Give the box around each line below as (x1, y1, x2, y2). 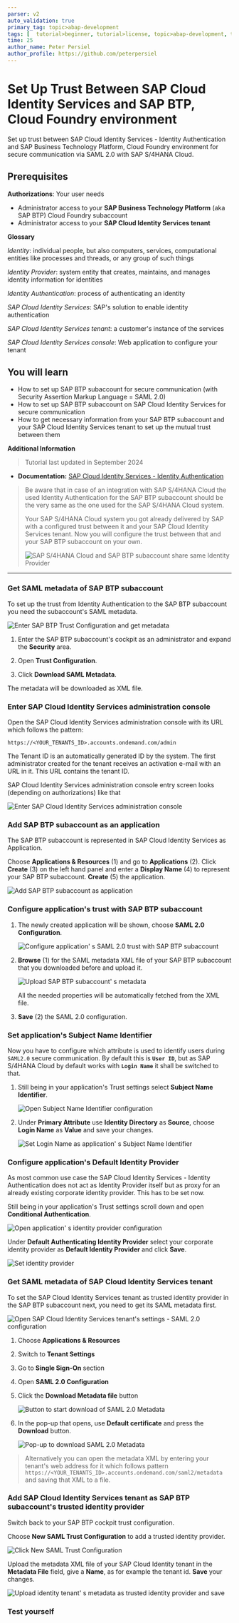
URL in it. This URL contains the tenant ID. (7, 767, 130, 776)
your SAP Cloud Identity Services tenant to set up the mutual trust (17, 423, 211, 431)
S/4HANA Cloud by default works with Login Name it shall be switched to (7, 1061, 219, 1070)
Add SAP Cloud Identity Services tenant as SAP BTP (7, 1493, 191, 1503)
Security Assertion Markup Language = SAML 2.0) (17, 393, 166, 401)
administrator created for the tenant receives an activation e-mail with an (7, 759, 221, 768)
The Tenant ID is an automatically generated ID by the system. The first (7, 752, 216, 760)
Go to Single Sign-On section (17, 1363, 105, 1372)
